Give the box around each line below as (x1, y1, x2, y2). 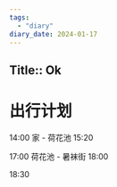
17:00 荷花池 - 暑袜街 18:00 (9, 150, 109, 161)
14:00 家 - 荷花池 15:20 (9, 132, 94, 142)
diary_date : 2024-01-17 (9, 29, 98, 38)
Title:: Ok (9, 62, 63, 77)
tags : (9, 12, 29, 22)
